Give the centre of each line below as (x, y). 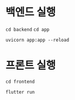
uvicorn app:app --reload (37, 40)
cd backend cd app (27, 29)
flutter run (20, 92)
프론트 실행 (31, 65)
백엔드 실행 (31, 12)
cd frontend (20, 82)
